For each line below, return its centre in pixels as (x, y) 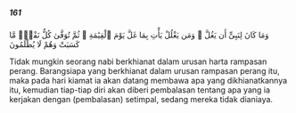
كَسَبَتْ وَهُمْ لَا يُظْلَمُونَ (45, 44)
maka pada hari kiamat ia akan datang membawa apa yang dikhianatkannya (148, 80)
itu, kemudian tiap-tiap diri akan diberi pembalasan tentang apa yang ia (140, 90)
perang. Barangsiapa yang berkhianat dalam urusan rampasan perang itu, (144, 70)
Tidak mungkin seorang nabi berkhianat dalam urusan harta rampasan (138, 61)
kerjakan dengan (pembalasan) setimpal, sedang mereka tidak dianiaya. (141, 99)
